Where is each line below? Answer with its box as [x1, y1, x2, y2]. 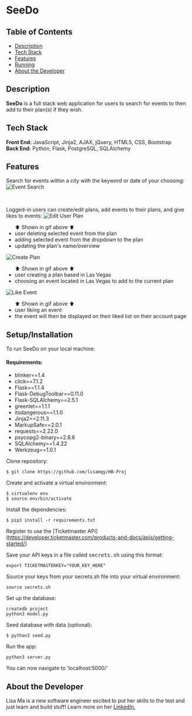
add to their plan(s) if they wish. [6, 106, 83, 113]
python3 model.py [6, 611, 49, 617]
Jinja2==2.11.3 [14, 415, 49, 422]
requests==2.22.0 [14, 428, 59, 435]
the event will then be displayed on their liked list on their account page [14, 313, 187, 320]
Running [14, 61, 35, 68]
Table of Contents [6, 27, 73, 37]
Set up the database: [6, 595, 57, 602]
